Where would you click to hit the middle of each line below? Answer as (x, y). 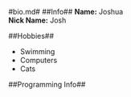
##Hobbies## (31, 36)
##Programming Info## (47, 84)
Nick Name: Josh (37, 20)
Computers (39, 60)
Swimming (37, 51)
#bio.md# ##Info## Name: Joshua (66, 12)
